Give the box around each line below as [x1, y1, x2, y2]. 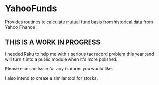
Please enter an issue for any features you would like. [5, 66, 113, 71]
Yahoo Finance [5, 24, 35, 30]
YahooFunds [5, 3, 57, 14]
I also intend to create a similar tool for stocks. [5, 75, 98, 81]
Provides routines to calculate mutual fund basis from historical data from [5, 19, 153, 25]
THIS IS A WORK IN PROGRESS [5, 38, 101, 47]
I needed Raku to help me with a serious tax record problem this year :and [5, 51, 154, 57]
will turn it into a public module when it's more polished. [5, 56, 117, 62]
